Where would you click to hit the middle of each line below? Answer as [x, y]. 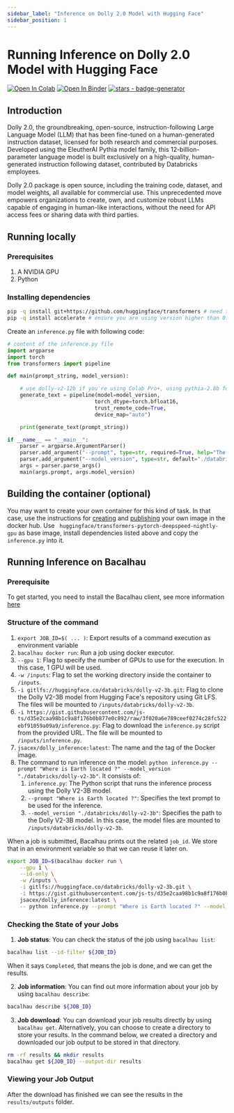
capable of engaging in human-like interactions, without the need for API [111, 208]
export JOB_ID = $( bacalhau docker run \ [65, 861]
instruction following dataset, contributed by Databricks [118, 164]
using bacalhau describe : [54, 994]
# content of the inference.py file [60, 344]
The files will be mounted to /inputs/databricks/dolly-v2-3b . [106, 704]
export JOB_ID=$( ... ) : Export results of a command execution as [114, 637]
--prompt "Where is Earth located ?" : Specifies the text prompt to [124, 797]
